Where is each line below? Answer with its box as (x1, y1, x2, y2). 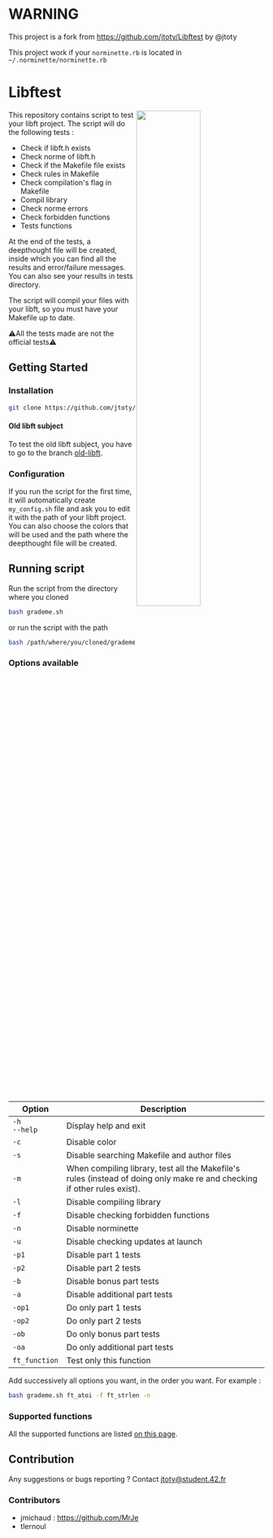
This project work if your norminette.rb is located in (8, 47, 183, 57)
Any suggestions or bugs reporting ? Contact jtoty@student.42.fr (8, 1474, 227, 1484)
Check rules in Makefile (19, 168, 100, 179)
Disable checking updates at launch (66, 1236, 203, 1247)
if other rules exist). (66, 1183, 141, 1194)
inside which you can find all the (8, 254, 116, 263)
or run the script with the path (8, 623, 108, 632)
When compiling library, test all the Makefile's (66, 1162, 240, 1174)
